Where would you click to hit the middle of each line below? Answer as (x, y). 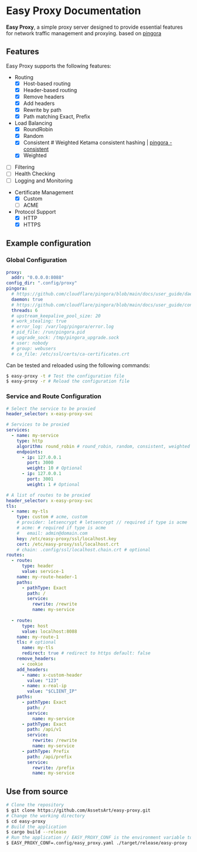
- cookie (32, 664)
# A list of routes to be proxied (48, 495)
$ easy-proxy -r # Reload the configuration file (68, 381)
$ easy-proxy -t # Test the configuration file (65, 376)
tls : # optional (37, 642)
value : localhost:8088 (49, 632)
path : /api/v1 (44, 729)
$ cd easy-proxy (26, 821)
